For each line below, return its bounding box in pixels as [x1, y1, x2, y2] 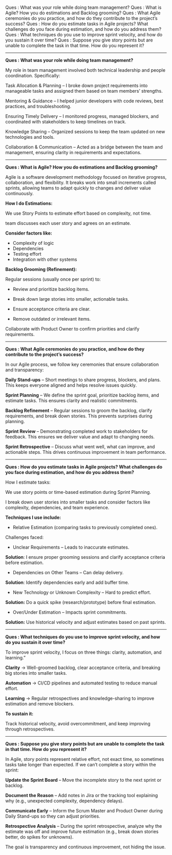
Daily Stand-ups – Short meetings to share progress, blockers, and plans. [5, 377, 161, 383]
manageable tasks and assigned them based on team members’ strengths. [5, 88, 163, 94]
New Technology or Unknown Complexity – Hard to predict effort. [12, 589, 152, 595]
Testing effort [12, 251, 42, 257]
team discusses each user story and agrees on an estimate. [5, 220, 132, 226]
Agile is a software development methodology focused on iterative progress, [5, 174, 167, 180]
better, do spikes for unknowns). [5, 834, 74, 840]
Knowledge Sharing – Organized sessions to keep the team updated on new [5, 129, 165, 135]
